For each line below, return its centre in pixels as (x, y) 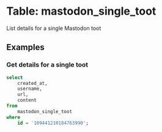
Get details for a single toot (47, 65)
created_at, (32, 83)
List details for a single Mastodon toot (54, 28)
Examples (25, 47)
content (27, 100)
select (15, 78)
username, (30, 89)
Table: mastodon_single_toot (81, 11)
